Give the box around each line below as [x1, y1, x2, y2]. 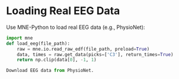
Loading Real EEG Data [6, 4, 120, 18]
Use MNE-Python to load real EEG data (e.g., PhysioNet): [6, 24, 145, 31]
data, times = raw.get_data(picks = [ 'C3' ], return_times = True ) [17, 51, 174, 57]
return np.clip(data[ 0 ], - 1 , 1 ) [17, 57, 97, 63]
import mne [6, 35, 33, 41]
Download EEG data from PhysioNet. [6, 68, 94, 74]
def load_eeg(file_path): [6, 40, 70, 47]
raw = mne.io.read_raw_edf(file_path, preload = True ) [17, 46, 150, 52]
